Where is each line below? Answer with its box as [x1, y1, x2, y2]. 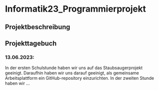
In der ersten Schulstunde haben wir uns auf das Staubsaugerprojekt [5, 65, 143, 71]
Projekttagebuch [5, 39, 57, 47]
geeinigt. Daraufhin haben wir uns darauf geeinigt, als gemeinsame [5, 70, 139, 76]
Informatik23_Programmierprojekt [5, 3, 146, 15]
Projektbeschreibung [5, 23, 70, 31]
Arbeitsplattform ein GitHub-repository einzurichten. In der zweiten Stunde [5, 75, 154, 81]
